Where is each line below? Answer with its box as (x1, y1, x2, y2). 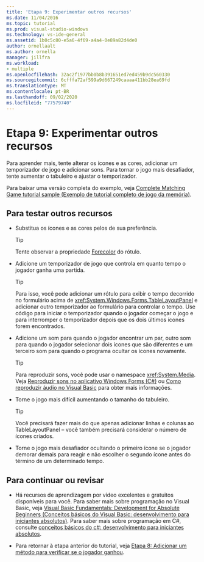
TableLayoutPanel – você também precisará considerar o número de (15, 426, 187, 434)
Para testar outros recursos (6, 208, 113, 219)
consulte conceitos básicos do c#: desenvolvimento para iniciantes (15, 524, 185, 531)
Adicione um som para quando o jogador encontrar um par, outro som (15, 334, 191, 342)
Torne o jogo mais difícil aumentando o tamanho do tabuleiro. (15, 396, 170, 403)
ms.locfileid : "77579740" (6, 100, 72, 106)
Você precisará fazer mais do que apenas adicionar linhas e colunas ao (15, 420, 194, 427)
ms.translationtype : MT (6, 83, 67, 89)
